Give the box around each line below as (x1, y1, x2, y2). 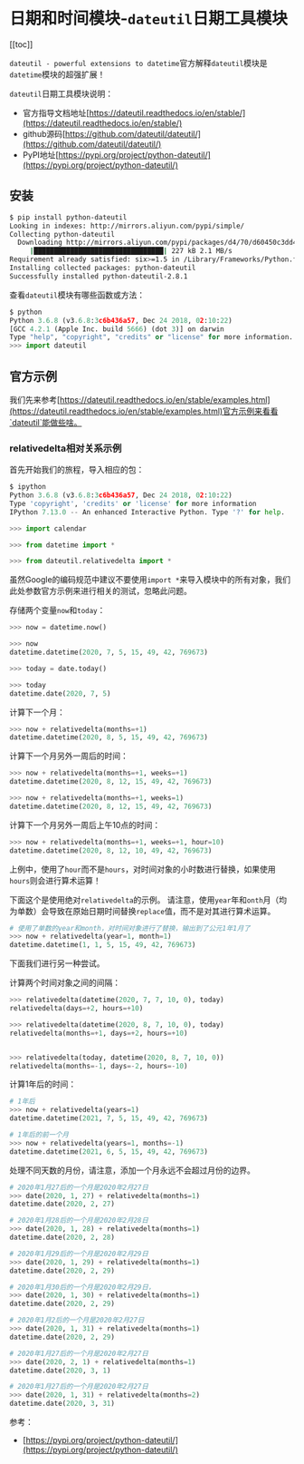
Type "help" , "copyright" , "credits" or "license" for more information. (9, 333, 294, 342)
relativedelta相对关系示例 (9, 442, 122, 454)
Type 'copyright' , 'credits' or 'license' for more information (9, 499, 257, 508)
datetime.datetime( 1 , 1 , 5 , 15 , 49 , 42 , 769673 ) (9, 941, 196, 950)
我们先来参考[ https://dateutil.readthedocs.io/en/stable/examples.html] (9, 394, 271, 405)
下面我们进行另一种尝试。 (9, 958, 105, 969)
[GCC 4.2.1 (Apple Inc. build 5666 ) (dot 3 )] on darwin (9, 324, 224, 334)
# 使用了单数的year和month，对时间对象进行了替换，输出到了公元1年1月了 (9, 923, 252, 932)
